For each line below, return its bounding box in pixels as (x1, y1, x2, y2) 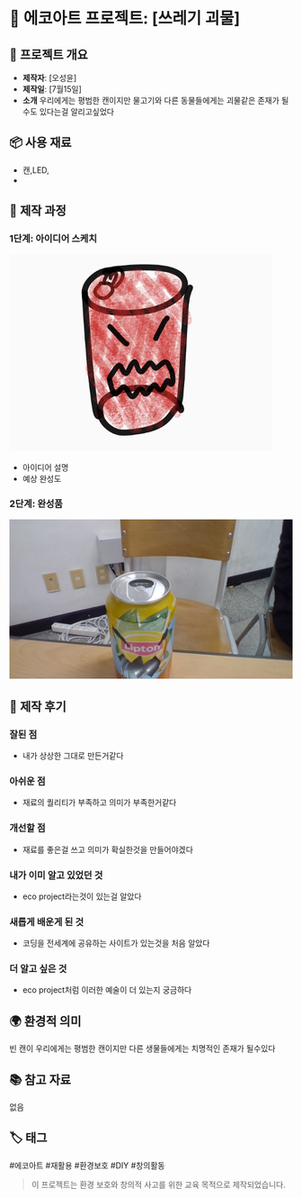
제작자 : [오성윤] (22, 73, 77, 83)
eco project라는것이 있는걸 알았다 (22, 891, 142, 902)
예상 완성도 (22, 473, 62, 484)
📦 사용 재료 (9, 135, 72, 150)
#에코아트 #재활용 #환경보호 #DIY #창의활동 (9, 1159, 165, 1171)
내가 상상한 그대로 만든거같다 (22, 749, 124, 761)
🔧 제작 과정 (9, 204, 67, 219)
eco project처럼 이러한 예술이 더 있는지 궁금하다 (22, 985, 192, 995)
